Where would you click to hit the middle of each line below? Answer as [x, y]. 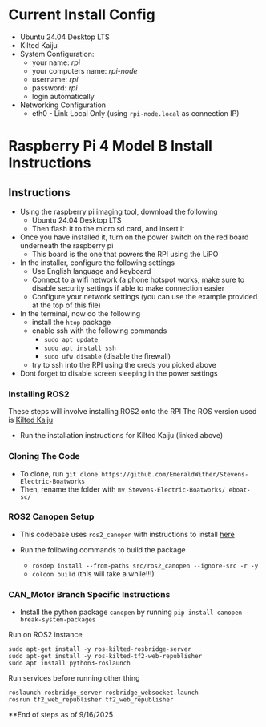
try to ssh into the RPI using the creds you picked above [124, 364]
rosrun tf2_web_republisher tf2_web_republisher [91, 700]
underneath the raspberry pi [66, 245]
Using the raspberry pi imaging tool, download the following [119, 211]
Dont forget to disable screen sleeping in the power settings [119, 373]
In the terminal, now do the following [80, 313]
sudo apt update [71, 339]
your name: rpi [56, 62]
